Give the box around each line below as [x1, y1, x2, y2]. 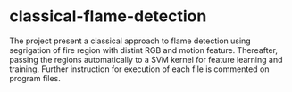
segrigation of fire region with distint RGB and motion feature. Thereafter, [9, 44, 279, 55]
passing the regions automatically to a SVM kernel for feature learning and [9, 54, 283, 65]
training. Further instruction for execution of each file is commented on [9, 64, 270, 74]
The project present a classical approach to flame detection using [9, 35, 252, 46]
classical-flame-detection [9, 6, 207, 27]
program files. [9, 73, 61, 83]
